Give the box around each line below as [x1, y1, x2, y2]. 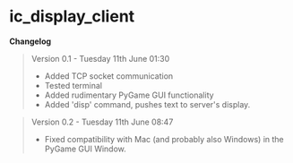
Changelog [9, 36, 52, 47]
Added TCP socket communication [44, 70, 174, 81]
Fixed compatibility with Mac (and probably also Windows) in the [44, 133, 284, 144]
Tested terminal [44, 80, 103, 90]
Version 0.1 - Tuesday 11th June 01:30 [30, 53, 170, 64]
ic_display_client [9, 6, 135, 27]
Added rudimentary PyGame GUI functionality [44, 90, 214, 100]
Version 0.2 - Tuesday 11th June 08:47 [30, 116, 174, 127]
